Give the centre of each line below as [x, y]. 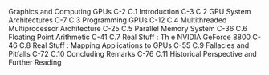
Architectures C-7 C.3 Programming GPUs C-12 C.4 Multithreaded [118, 20]
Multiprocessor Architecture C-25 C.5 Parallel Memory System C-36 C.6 [128, 28]
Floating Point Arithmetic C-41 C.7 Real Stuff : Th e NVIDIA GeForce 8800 [130, 37]
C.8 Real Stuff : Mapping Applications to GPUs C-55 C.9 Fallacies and [134, 45]
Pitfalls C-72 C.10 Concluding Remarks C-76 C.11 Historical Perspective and [132, 54]
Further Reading [35, 62]
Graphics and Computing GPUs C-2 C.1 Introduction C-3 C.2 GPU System [130, 12]
